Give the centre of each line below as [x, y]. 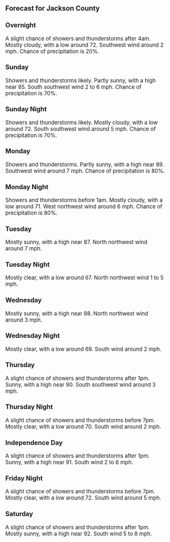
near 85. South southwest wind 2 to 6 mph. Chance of [74, 87]
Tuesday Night [28, 264]
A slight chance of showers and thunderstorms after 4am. [78, 38]
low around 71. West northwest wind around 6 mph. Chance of [84, 207]
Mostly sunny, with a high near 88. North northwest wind [77, 313]
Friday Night [24, 478]
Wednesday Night [33, 336]
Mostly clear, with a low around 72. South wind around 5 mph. [83, 498]
